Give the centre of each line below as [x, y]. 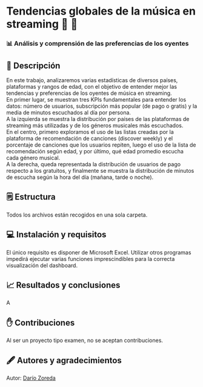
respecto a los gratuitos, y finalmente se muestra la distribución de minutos [100, 170]
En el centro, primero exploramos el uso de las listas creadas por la [90, 131]
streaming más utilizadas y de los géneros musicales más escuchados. [95, 125]
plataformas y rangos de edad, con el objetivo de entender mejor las [92, 86]
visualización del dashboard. [42, 265]
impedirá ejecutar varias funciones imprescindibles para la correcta [91, 259]
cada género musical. [33, 158]
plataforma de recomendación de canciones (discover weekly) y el [90, 138]
